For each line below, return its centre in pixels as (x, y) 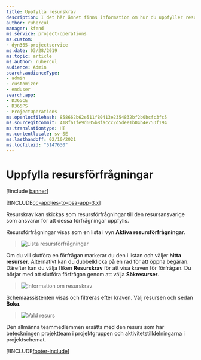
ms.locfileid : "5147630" (37, 145)
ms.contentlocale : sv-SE (37, 134)
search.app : (21, 95)
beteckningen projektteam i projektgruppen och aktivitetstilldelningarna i (96, 333)
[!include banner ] (28, 191)
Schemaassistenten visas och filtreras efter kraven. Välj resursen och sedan (100, 297)
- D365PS (17, 106)
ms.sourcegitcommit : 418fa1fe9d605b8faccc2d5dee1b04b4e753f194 (87, 123)
